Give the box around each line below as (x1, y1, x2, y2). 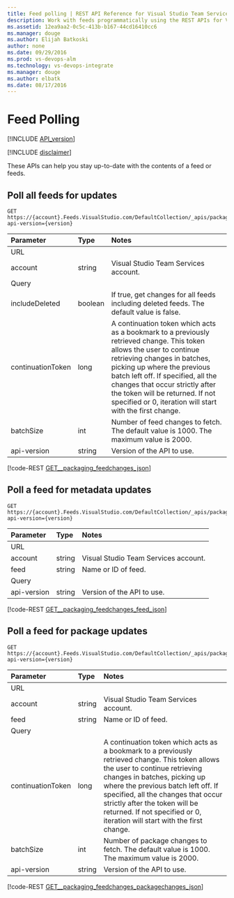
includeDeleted (10, 299, 61, 308)
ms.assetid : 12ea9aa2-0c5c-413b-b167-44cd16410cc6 (7, 23, 157, 30)
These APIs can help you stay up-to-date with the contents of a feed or (7, 162, 212, 170)
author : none (7, 43, 45, 50)
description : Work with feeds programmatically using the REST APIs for (7, 17, 223, 24)
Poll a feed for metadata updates (7, 484, 152, 496)
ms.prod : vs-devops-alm (7, 56, 77, 63)
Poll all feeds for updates (7, 189, 117, 201)
